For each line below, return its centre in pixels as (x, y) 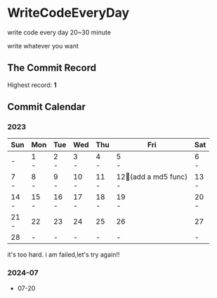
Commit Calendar (47, 107)
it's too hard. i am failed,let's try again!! (64, 255)
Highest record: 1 (32, 85)
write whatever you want (43, 46)
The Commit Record (52, 68)
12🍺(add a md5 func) (152, 177)
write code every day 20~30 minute (59, 32)
